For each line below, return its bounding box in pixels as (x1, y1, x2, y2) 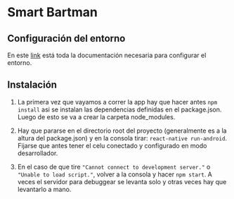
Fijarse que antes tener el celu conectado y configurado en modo (17, 141, 207, 150)
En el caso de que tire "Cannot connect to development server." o (17, 162, 211, 171)
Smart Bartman (7, 4, 98, 20)
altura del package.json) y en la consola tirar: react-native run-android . (17, 133, 227, 142)
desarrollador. (17, 149, 58, 157)
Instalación (7, 79, 58, 91)
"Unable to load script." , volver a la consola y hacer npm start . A (17, 170, 213, 179)
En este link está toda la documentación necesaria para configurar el (7, 51, 207, 59)
